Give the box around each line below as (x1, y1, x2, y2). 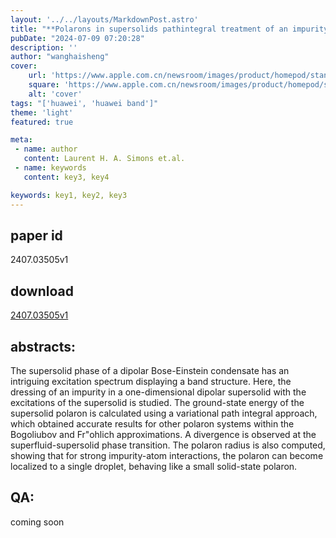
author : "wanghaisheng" (10, 52, 110, 62)
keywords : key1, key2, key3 (10, 190, 128, 200)
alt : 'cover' (28, 89, 83, 99)
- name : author (14, 144, 78, 155)
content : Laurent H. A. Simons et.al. (23, 154, 186, 164)
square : (28, 80, 60, 90)
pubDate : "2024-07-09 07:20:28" (10, 33, 145, 43)
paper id (10, 227, 63, 244)
